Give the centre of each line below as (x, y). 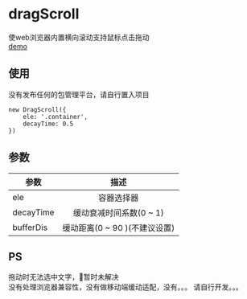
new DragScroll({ (37, 109)
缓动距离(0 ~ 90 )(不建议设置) (119, 227)
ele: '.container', (56, 117)
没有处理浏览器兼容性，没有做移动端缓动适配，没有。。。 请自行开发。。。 (126, 287)
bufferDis (30, 227)
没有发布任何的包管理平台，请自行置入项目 (79, 94)
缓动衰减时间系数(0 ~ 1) (118, 212)
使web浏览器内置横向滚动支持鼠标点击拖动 (79, 37)
